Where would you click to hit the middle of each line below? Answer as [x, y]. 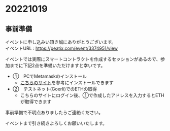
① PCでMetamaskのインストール [50, 76]
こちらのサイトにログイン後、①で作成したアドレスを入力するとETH [92, 95]
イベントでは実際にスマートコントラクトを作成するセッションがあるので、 [83, 59]
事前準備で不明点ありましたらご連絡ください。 [53, 112]
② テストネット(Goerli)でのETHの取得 [55, 89]
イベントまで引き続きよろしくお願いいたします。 [56, 123]
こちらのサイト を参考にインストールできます [67, 83]
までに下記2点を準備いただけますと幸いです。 [57, 65]
